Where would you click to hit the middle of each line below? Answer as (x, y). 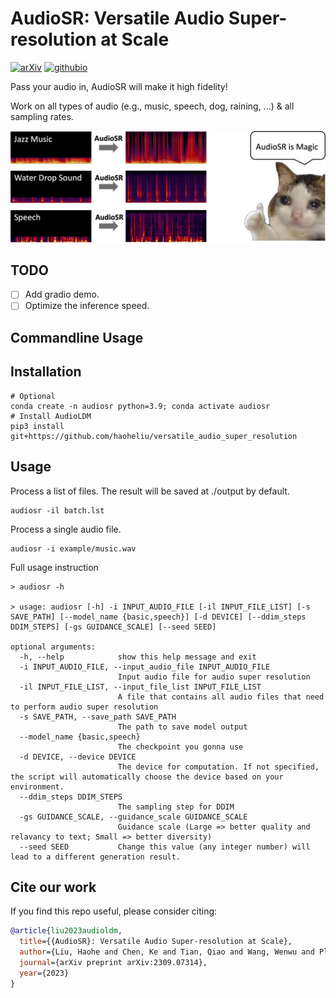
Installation (46, 372)
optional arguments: (53, 647)
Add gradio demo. (62, 294)
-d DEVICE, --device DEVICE (78, 757)
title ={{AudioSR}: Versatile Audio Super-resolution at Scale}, (156, 942)
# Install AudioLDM (51, 416)
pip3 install (37, 426)
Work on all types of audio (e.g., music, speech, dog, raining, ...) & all (152, 106)
